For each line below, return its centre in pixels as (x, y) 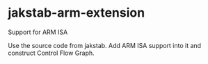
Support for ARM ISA (38, 32)
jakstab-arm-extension (77, 13)
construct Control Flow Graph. (51, 53)
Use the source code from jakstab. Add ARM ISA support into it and (104, 45)
